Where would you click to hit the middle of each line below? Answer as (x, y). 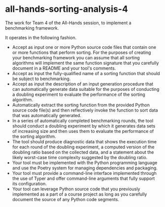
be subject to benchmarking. (41, 79)
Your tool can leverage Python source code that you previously (76, 189)
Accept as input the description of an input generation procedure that (83, 84)
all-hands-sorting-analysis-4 (66, 9)
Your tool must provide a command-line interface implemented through (84, 173)
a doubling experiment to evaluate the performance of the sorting (79, 94)
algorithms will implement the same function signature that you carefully (85, 63)
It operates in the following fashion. (41, 38)
